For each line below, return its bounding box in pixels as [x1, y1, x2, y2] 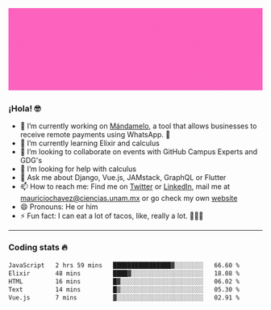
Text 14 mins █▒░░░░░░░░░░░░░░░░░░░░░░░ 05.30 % [8, 285, 240, 294]
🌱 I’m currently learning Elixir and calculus [19, 138, 160, 149]
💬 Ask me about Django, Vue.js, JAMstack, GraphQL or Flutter [19, 173, 227, 182]
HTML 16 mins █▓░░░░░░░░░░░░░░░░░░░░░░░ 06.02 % [8, 277, 240, 286]
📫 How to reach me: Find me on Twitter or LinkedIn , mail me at [19, 182, 231, 191]
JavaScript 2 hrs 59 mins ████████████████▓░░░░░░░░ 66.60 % [8, 261, 240, 270]
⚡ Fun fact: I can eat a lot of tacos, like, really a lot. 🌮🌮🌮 [19, 211, 204, 221]
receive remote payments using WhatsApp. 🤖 [19, 130, 171, 140]
